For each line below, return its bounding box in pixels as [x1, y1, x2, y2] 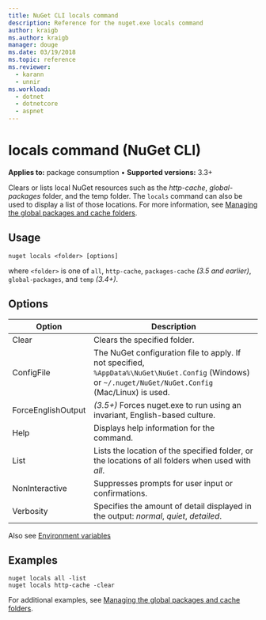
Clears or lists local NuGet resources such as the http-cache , [8, 183, 208, 192]
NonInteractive [12, 482, 67, 493]
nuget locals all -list [8, 575, 87, 583]
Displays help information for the [93, 422, 215, 433]
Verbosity [12, 505, 49, 516]
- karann [15, 70, 44, 78]
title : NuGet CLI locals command [8, 11, 119, 20]
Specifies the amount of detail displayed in [93, 500, 252, 512]
